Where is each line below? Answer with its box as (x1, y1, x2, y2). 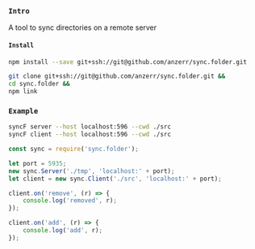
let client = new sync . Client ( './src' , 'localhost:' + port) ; (8, 175, 222, 183)
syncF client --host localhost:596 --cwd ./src (8, 130, 172, 139)
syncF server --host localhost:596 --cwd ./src (8, 123, 172, 131)
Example (8, 106, 39, 116)
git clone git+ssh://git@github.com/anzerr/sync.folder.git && (8, 72, 226, 81)
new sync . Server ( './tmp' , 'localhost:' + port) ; (8, 167, 175, 175)
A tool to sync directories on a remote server (8, 23, 157, 32)
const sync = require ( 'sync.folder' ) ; (8, 145, 139, 154)
